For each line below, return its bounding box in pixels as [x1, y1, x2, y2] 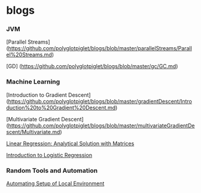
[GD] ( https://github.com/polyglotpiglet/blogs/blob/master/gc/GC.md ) [6, 63, 178, 70]
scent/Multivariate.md [6, 128, 60, 135]
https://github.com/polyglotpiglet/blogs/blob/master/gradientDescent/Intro [8, 97, 193, 105]
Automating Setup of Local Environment [6, 180, 105, 187]
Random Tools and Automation [6, 166, 98, 174]
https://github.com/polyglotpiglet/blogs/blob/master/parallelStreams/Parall [8, 45, 193, 52]
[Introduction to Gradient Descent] [6, 91, 91, 99]
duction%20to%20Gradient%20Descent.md [6, 104, 115, 111]
